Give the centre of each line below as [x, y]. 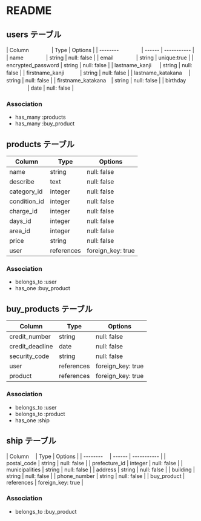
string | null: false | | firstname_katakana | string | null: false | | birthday [96, 80]
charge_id [23, 211]
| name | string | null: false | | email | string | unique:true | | [100, 58]
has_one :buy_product [43, 288]
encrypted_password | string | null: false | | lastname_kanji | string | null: [99, 65]
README [29, 11]
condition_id [27, 202]
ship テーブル [31, 441]
